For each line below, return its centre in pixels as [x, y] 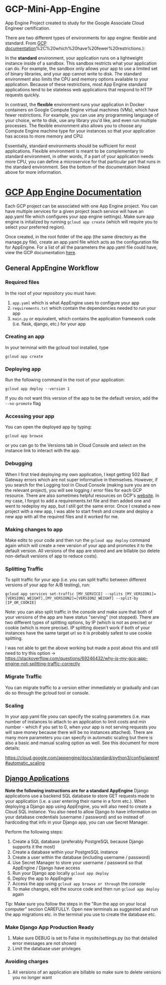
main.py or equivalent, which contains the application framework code [84, 318]
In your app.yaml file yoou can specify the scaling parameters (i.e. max [78, 716]
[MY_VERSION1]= [140, 594]
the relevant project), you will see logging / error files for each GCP [74, 490]
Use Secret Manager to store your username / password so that [77, 862]
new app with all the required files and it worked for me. [62, 516]
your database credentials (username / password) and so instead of [74, 817]
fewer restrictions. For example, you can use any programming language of [82, 115]
